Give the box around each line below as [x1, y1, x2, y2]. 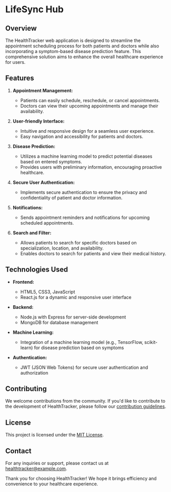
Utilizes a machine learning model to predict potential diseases [20, 153, 153, 159]
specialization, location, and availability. [20, 245, 104, 251]
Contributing [5, 384, 47, 393]
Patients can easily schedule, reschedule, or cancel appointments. [20, 97, 160, 103]
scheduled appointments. [20, 219, 74, 226]
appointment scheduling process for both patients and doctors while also [5, 43, 159, 49]
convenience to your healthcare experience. [5, 481, 99, 487]
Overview [5, 24, 37, 33]
